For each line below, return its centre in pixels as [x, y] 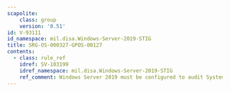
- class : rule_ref [40, 58]
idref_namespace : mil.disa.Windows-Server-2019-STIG [96, 70]
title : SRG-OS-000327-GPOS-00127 [55, 45]
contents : [21, 52]
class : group [38, 20]
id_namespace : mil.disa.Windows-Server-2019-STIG [79, 39]
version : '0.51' [43, 26]
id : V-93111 [24, 32]
